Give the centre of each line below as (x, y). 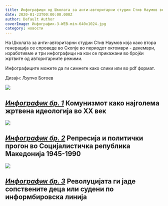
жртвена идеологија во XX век (56, 111)
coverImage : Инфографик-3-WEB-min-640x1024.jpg (56, 24)
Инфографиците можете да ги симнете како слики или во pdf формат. (80, 68)
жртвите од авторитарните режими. (44, 58)
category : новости (24, 28)
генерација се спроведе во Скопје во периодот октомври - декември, (80, 48)
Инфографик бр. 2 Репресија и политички (74, 138)
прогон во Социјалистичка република (68, 146)
